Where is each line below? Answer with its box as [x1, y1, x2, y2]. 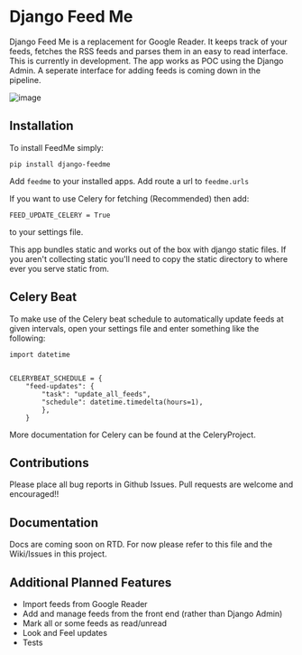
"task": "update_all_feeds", [41, 389, 151, 398]
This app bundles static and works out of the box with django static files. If [9, 244, 287, 255]
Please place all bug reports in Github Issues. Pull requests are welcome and [9, 479, 294, 490]
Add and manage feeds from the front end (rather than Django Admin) [22, 608, 283, 619]
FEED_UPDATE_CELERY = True [9, 211, 111, 220]
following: [9, 332, 46, 343]
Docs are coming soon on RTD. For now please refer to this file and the [9, 539, 273, 550]
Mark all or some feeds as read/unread [22, 618, 168, 629]
